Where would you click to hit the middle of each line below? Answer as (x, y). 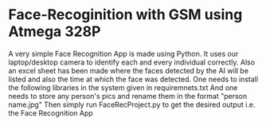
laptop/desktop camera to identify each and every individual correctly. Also (132, 62)
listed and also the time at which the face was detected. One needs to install (133, 79)
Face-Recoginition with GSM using (125, 15)
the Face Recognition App (51, 112)
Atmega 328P (55, 31)
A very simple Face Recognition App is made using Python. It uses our (123, 53)
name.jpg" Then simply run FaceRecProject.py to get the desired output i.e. (132, 104)
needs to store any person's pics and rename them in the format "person (128, 96)
